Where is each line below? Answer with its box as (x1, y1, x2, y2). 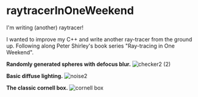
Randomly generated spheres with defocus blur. (6, 60, 131, 68)
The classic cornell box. (6, 84, 68, 92)
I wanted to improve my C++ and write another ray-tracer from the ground (6, 35, 193, 43)
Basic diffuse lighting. (6, 72, 63, 79)
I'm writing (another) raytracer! (6, 24, 84, 31)
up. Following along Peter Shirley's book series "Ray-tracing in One (6, 42, 175, 49)
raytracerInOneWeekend (6, 4, 134, 18)
